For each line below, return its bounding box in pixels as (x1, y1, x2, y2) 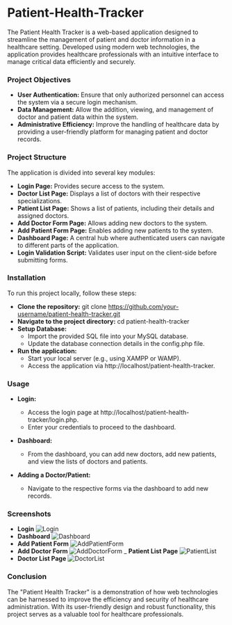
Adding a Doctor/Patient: (17, 471, 91, 480)
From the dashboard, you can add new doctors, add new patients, (27, 450, 217, 459)
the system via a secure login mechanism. (17, 98, 138, 106)
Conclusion (7, 572, 47, 582)
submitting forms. (17, 255, 68, 264)
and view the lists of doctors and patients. (27, 457, 148, 466)
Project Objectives (7, 74, 72, 84)
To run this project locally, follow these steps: (7, 289, 137, 297)
